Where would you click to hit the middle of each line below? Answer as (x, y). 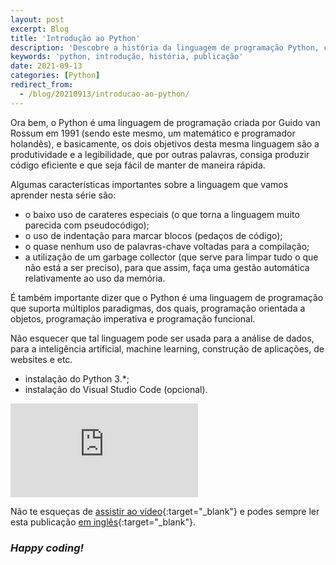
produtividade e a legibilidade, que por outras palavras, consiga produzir (160, 154)
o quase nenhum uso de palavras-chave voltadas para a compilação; (167, 246)
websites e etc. (41, 359)
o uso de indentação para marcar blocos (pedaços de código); (153, 235)
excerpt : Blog (40, 29)
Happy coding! (47, 548)
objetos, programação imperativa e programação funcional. (133, 318)
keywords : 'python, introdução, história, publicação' (127, 57)
